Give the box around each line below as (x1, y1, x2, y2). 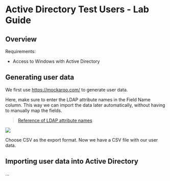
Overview (5, 35, 37, 43)
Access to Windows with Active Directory (12, 58, 100, 64)
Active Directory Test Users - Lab (5, 4, 150, 15)
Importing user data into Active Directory (5, 157, 139, 166)
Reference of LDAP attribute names (17, 117, 93, 123)
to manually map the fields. (5, 107, 62, 114)
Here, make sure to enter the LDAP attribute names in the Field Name (5, 96, 151, 103)
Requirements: (5, 49, 36, 54)
